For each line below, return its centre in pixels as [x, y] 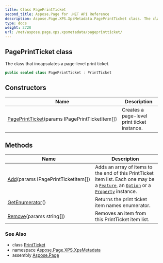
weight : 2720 [18, 28]
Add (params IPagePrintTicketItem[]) [49, 179]
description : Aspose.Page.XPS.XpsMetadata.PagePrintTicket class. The [78, 19]
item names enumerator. [123, 206]
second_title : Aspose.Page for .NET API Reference [57, 14]
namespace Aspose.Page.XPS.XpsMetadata [56, 250]
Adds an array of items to [124, 167]
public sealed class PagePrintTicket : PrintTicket [58, 73]
